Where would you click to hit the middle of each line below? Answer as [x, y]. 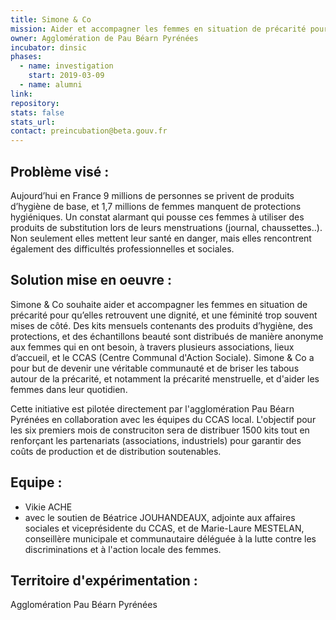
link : [21, 94]
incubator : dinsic [48, 47]
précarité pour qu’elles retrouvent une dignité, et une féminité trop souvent [164, 315]
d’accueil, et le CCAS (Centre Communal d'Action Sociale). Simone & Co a [162, 357]
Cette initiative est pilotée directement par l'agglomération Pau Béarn [152, 408]
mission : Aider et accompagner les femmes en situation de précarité [158, 29]
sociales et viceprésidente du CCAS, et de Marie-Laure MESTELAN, [164, 528]
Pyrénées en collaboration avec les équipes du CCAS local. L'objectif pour [163, 419]
